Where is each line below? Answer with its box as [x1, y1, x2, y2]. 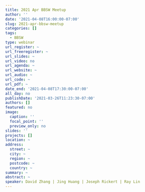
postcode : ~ [10, 160, 35, 165]
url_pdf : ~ [5, 81, 28, 86]
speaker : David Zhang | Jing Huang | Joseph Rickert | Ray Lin [5, 179, 140, 184]
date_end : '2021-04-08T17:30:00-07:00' [5, 86, 89, 91]
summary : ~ [5, 170, 28, 175]
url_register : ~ [5, 44, 39, 49]
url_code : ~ [5, 77, 30, 82]
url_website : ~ [5, 68, 37, 73]
